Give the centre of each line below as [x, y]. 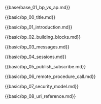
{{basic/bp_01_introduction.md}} [39, 27]
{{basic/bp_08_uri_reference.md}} [40, 96]
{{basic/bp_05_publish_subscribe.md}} [45, 67]
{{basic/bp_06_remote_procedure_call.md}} [50, 76]
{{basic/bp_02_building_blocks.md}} [43, 37]
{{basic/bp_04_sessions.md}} [36, 57]
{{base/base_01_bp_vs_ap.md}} [38, 7]
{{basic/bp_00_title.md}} [30, 17]
